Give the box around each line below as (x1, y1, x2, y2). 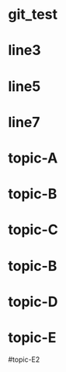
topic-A (8, 149, 58, 166)
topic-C (8, 221, 58, 239)
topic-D (8, 293, 58, 311)
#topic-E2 (8, 355, 40, 364)
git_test (8, 5, 58, 24)
